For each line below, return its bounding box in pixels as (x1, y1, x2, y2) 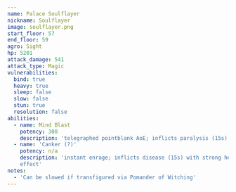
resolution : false (13, 108, 68, 115)
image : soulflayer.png (7, 23, 74, 30)
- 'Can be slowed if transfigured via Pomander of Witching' (13, 174, 197, 181)
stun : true (13, 102, 46, 109)
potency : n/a (20, 148, 58, 155)
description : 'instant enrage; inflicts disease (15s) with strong (20, 154, 221, 162)
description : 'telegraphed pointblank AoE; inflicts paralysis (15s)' (20, 134, 231, 141)
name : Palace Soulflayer (7, 10, 80, 18)
